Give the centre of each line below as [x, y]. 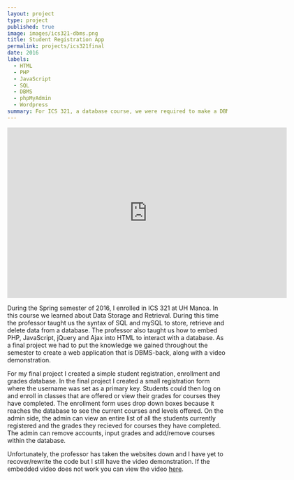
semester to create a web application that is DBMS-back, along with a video [116, 352]
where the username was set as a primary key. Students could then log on [114, 388]
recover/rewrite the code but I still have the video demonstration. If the [109, 461]
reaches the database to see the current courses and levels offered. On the [115, 411]
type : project [28, 20]
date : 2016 [23, 53]
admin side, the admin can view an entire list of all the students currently [112, 418]
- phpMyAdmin [32, 99]
